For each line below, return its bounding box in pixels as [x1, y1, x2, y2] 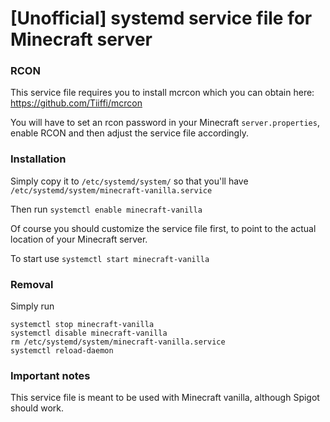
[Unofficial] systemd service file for [10, 7, 313, 30]
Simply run [10, 300, 55, 312]
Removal [10, 277, 54, 291]
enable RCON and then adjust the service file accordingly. [10, 127, 249, 139]
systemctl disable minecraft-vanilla [10, 328, 168, 339]
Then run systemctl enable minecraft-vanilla [10, 203, 203, 215]
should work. [10, 402, 65, 414]
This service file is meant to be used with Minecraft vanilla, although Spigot [10, 392, 320, 404]
